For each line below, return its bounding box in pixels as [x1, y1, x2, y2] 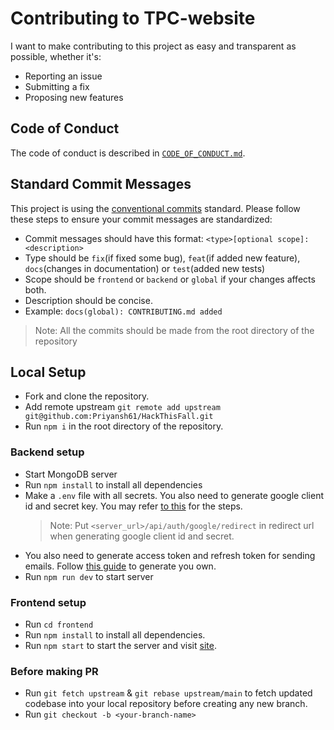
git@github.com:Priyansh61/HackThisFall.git [24, 412, 214, 422]
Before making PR [10, 664, 99, 678]
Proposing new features [24, 91, 124, 103]
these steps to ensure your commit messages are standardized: [10, 213, 273, 225]
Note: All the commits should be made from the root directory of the [34, 324, 315, 336]
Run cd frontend [24, 618, 94, 630]
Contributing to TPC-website [10, 7, 256, 30]
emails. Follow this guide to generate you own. [24, 560, 217, 572]
